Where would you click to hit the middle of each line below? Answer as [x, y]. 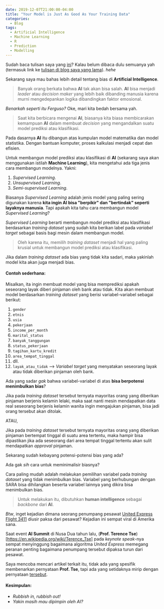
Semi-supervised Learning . [40, 188]
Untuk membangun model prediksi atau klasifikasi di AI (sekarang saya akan [82, 157]
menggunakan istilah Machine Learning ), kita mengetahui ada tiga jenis [78, 163]
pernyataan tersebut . [27, 574]
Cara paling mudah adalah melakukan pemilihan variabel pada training [76, 474]
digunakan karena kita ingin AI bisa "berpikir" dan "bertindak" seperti [77, 202]
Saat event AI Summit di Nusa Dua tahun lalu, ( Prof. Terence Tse [71, 534]
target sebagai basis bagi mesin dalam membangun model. [65, 233]
